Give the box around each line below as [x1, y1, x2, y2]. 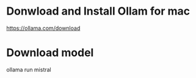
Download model [6, 46, 94, 60]
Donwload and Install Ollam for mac [6, 4, 191, 18]
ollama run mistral [6, 66, 52, 73]
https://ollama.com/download [6, 24, 81, 32]
